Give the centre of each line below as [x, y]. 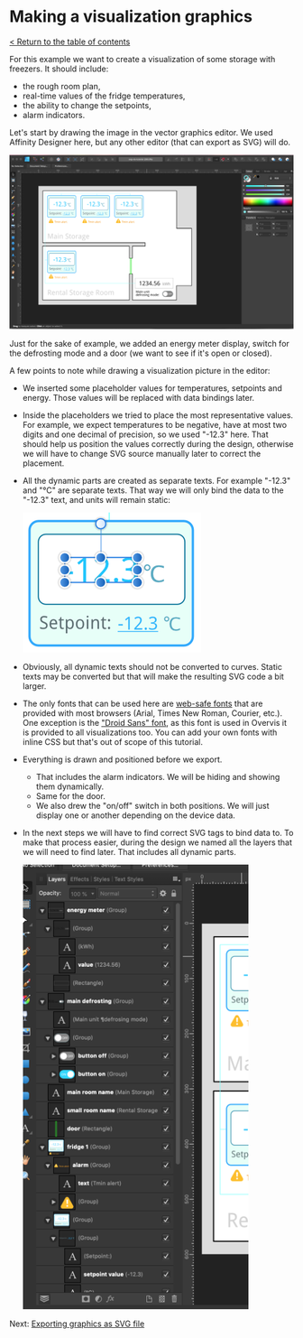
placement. [43, 463]
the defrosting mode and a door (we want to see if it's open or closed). [141, 353]
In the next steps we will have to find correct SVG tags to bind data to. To [158, 832]
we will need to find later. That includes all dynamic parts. [129, 851]
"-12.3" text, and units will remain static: [96, 499]
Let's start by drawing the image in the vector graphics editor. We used [141, 132]
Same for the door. [70, 795]
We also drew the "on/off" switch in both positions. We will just [152, 805]
